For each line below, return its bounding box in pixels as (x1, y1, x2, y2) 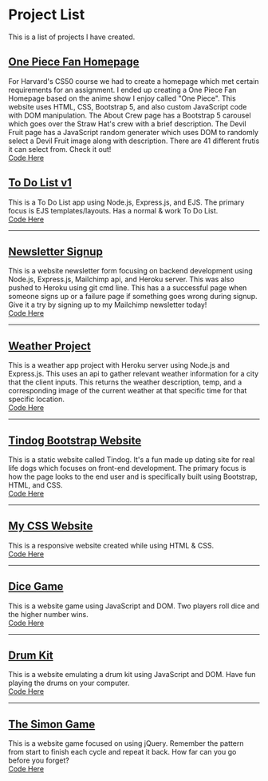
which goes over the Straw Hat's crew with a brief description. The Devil (8, 118, 246, 129)
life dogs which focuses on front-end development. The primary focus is (8, 464, 246, 472)
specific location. (8, 394, 65, 404)
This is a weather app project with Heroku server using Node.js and (8, 361, 230, 370)
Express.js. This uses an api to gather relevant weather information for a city (8, 369, 259, 379)
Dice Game (8, 580, 64, 593)
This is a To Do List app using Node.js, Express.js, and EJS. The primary (8, 197, 245, 207)
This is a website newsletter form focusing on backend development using (8, 266, 253, 276)
